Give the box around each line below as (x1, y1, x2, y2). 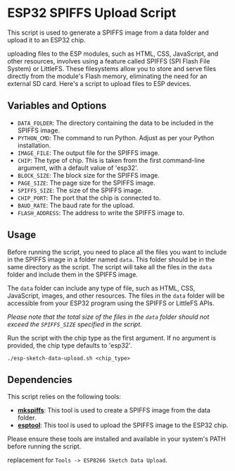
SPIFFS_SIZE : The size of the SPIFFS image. (17, 185, 144, 195)
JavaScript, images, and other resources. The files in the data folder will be (7, 291, 225, 300)
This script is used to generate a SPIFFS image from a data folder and (7, 28, 209, 37)
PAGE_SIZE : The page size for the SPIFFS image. (17, 178, 156, 187)
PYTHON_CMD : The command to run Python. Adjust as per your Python (17, 133, 215, 142)
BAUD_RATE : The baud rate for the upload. (17, 201, 135, 209)
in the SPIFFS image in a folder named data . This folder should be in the (7, 255, 215, 264)
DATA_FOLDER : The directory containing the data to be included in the (17, 118, 214, 127)
